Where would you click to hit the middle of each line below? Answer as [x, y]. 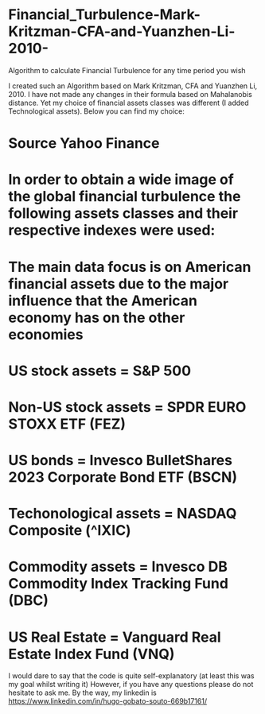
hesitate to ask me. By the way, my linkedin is [82, 693]
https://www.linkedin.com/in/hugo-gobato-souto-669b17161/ [108, 701]
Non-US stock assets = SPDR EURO [127, 407]
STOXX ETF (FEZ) [67, 424]
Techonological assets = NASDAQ [123, 514]
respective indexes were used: [112, 230]
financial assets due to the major [119, 283]
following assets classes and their [123, 213]
